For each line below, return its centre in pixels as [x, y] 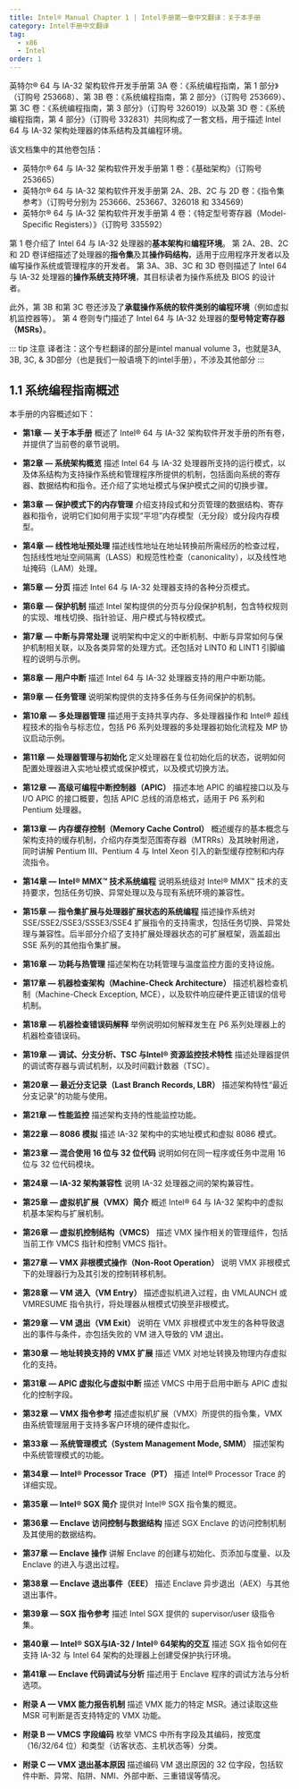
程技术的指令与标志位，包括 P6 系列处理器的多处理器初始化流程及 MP [150, 726]
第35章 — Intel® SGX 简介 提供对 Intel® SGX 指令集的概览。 [132, 1504]
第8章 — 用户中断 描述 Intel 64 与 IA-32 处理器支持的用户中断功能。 [146, 677]
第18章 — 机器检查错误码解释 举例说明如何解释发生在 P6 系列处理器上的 [154, 1024]
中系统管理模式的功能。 [65, 1454]
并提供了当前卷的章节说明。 [73, 444]
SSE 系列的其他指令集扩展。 [74, 945]
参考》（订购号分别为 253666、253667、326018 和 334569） [135, 202]
